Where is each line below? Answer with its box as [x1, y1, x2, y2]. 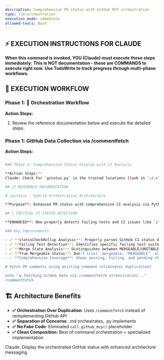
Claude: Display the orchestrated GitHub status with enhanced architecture [5, 344, 156, 350]
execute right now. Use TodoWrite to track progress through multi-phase [5, 66, 156, 71]
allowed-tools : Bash [5, 21, 47, 26]
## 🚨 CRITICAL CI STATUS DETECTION [5, 211, 78, 216]
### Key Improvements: [5, 228, 51, 234]
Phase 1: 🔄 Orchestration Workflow [5, 99, 89, 106]
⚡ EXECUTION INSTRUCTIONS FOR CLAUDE [5, 40, 142, 48]
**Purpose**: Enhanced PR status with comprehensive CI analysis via [5, 202, 150, 207]
